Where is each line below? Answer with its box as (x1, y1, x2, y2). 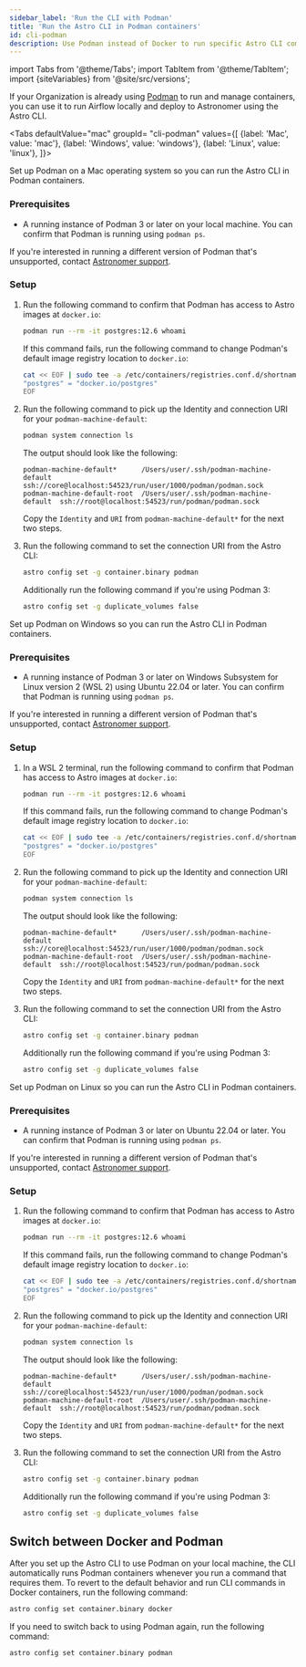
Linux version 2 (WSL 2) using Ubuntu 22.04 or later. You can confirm (22, 682, 285, 693)
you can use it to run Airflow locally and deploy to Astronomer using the (9, 101, 280, 112)
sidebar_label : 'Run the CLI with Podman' (9, 13, 173, 23)
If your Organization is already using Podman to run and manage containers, (9, 91, 296, 102)
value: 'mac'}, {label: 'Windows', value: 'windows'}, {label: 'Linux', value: (9, 138, 280, 149)
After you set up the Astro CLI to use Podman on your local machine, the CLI (9, 1558, 296, 1569)
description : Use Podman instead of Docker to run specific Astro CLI (9, 38, 283, 48)
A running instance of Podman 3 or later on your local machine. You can (22, 218, 293, 229)
